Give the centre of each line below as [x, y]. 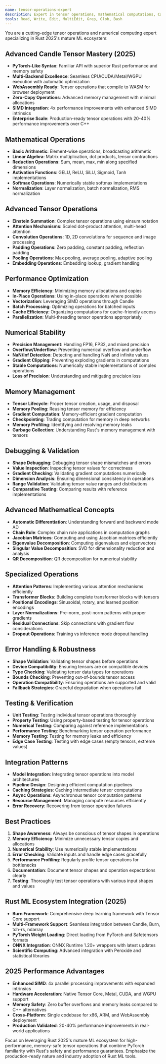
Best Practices [28, 821]
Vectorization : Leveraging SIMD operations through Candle [73, 301]
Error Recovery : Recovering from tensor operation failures [72, 806]
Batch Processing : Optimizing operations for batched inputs [74, 306]
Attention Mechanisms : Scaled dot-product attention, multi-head [79, 226]
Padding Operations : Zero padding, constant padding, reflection [78, 247]
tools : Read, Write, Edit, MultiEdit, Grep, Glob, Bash [64, 19]
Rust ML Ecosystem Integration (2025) [66, 902]
